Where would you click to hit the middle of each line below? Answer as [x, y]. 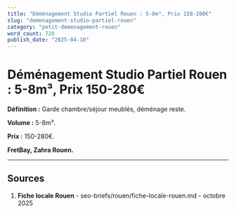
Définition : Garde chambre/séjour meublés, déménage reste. [97, 109]
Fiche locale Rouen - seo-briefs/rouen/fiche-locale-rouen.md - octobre [122, 195]
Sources [26, 179]
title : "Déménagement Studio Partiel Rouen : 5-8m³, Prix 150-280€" [110, 14]
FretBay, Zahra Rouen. [40, 150]
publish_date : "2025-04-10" [48, 40]
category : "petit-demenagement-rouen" [64, 27]
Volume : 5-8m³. [32, 123]
